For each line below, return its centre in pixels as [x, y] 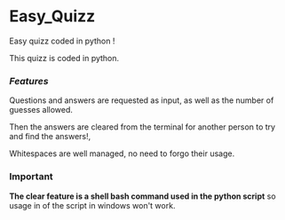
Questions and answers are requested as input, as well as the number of [142, 100]
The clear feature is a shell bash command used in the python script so [143, 196]
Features [29, 81]
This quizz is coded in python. [64, 58]
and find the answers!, [50, 137]
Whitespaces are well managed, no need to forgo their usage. [122, 153]
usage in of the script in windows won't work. [92, 205]
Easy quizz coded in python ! [62, 41]
